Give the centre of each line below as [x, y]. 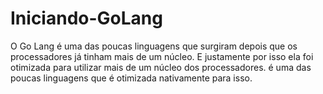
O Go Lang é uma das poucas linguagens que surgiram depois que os [154, 46]
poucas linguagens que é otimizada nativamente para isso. [131, 78]
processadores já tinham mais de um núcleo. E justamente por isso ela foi [162, 56]
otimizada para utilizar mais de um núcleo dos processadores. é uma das [161, 67]
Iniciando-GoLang [86, 18]
